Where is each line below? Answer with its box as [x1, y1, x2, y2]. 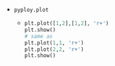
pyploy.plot [13, 6, 49, 13]
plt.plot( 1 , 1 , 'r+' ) [24, 39, 84, 47]
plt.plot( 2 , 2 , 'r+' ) [24, 46, 84, 53]
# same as [24, 33, 54, 40]
